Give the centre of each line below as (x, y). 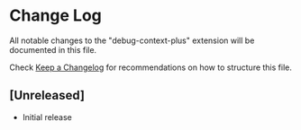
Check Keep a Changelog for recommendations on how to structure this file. (151, 67)
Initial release (47, 117)
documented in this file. (53, 49)
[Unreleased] (47, 95)
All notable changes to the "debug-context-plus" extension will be (132, 40)
